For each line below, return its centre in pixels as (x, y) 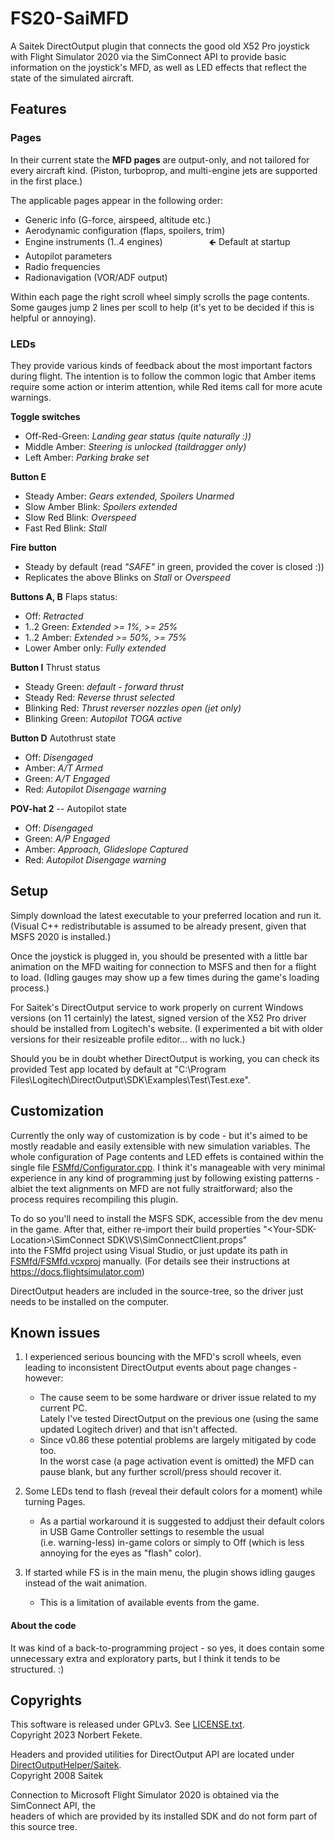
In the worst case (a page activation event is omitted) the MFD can (177, 1461)
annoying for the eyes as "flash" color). (120, 1553)
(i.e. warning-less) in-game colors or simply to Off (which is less (172, 1543)
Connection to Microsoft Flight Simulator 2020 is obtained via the (145, 1795)
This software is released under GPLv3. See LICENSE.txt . (127, 1724)
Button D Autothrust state (63, 738)
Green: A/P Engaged (67, 838)
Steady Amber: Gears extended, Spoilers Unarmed (129, 496)
